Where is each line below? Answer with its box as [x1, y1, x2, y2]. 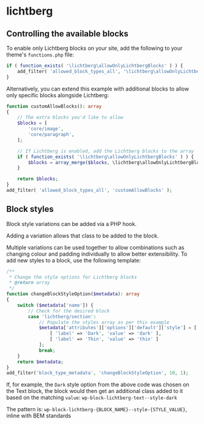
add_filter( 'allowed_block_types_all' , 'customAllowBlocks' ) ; [6, 187, 172, 193]
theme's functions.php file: [6, 51, 74, 58]
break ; [38, 347, 56, 354]
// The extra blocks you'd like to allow [17, 114, 123, 121]
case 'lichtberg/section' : [28, 313, 97, 320]
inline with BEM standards [6, 412, 72, 420]
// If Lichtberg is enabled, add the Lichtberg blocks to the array [17, 148, 194, 154]
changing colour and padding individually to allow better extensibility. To [6, 250, 188, 258]
